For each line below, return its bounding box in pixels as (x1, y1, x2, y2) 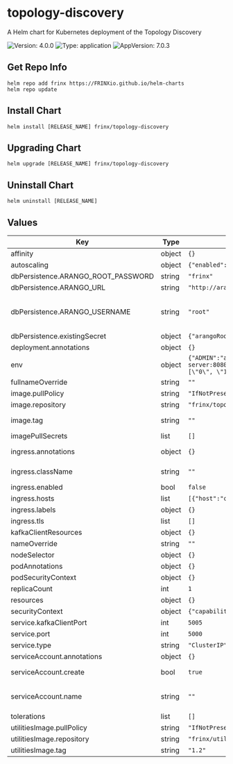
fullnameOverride (10, 377, 68, 387)
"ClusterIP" (188, 641, 227, 649)
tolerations (10, 712, 46, 721)
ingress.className (10, 467, 73, 476)
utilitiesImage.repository (10, 734, 89, 744)
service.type (10, 640, 52, 650)
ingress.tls (10, 516, 44, 526)
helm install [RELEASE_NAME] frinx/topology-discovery (7, 123, 169, 130)
